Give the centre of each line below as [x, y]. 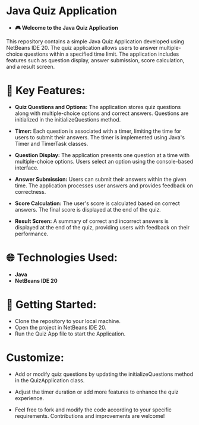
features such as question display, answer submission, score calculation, [95, 60]
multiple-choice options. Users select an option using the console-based [104, 161]
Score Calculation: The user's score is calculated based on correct [97, 203]
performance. [31, 234]
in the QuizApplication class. [50, 380]
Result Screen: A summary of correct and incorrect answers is [92, 221]
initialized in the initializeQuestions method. [68, 119]
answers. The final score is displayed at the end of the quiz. [88, 209]
